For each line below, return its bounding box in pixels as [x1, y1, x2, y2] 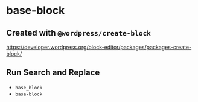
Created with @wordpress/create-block [6, 28, 152, 38]
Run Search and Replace [6, 68, 100, 78]
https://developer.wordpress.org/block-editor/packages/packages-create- [6, 43, 192, 51]
